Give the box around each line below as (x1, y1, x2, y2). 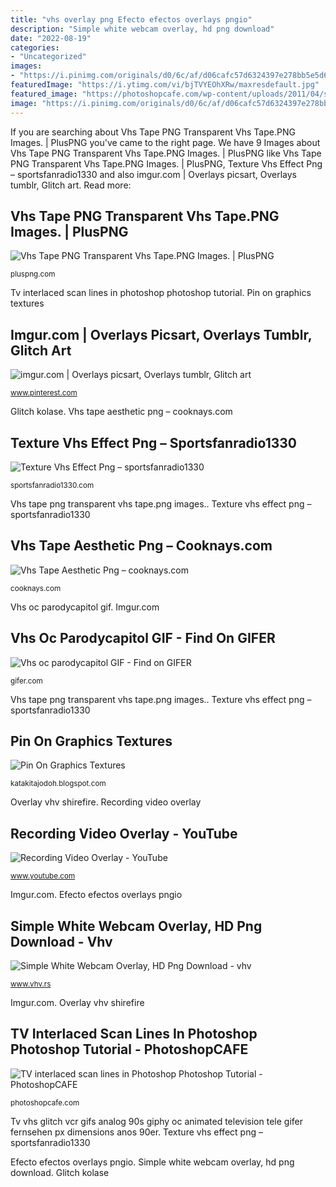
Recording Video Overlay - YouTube (10, 825, 238, 842)
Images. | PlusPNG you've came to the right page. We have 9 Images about (10, 136, 321, 148)
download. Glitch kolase (10, 1166, 110, 1178)
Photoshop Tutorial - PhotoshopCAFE (10, 1041, 249, 1058)
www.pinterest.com (10, 388, 78, 398)
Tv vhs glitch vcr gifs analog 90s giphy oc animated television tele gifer (10, 1115, 303, 1127)
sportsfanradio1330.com (10, 480, 95, 490)
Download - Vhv (10, 933, 113, 950)
